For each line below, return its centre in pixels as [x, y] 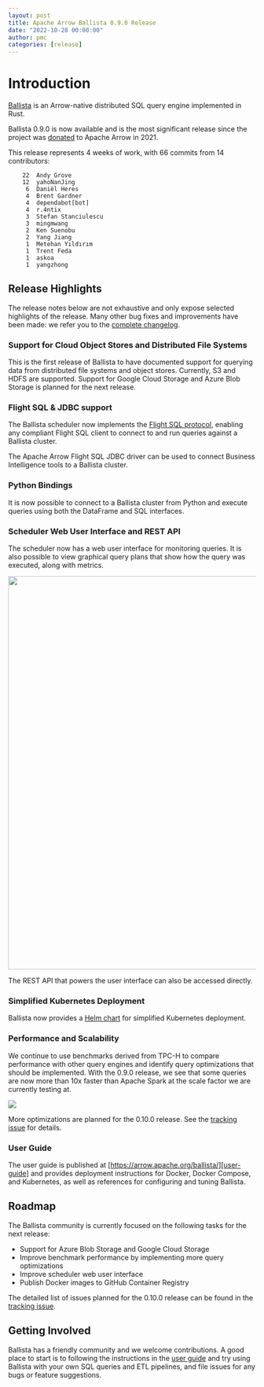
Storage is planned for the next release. [72, 387]
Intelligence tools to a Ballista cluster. [68, 465]
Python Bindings [40, 485]
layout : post [29, 15]
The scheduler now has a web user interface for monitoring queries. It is [125, 548]
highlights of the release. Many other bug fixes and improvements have [123, 316]
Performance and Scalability [64, 1038]
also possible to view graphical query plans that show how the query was [127, 557]
